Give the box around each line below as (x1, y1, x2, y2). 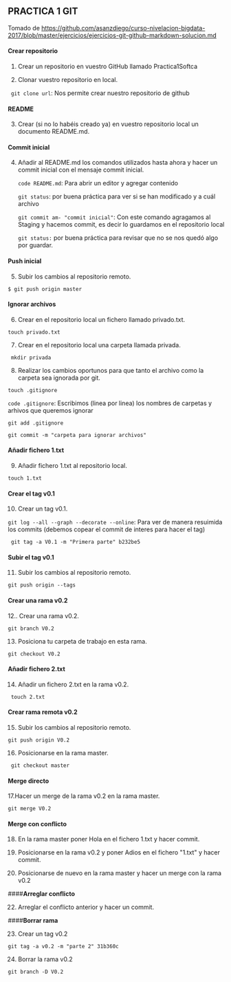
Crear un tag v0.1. (17, 504, 68, 513)
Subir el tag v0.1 (8, 553, 54, 561)
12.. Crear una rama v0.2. (8, 611, 80, 620)
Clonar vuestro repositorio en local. (17, 76, 118, 84)
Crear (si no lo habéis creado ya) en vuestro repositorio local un (17, 120, 199, 128)
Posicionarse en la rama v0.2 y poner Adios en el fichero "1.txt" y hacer (17, 848, 221, 857)
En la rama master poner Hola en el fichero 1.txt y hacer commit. (17, 835, 200, 843)
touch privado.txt (8, 329, 60, 336)
